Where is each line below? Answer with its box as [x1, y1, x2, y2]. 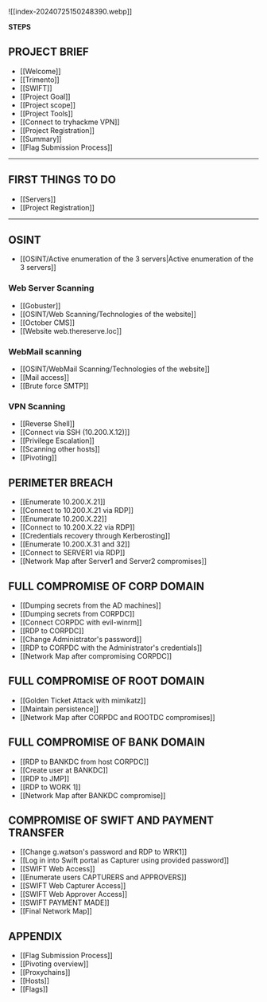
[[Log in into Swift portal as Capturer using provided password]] [19, 855, 230, 865]
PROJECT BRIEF [8, 45, 89, 59]
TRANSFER [8, 826, 65, 840]
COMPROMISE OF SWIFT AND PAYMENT [8, 813, 215, 827]
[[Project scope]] [19, 100, 76, 110]
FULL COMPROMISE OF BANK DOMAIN [8, 736, 205, 750]
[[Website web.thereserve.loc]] [19, 326, 122, 335]
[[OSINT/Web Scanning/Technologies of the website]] [19, 309, 197, 319]
